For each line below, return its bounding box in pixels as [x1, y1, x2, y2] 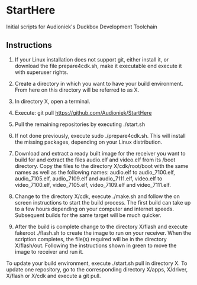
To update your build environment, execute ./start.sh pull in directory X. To [6, 260, 188, 267]
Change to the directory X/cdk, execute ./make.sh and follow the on [14, 193, 180, 200]
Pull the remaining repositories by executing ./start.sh [14, 121, 146, 128]
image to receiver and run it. [14, 248, 84, 255]
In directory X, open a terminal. [14, 98, 91, 105]
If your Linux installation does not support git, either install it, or [14, 56, 169, 63]
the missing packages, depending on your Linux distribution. [14, 138, 163, 145]
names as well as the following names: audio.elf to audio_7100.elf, [14, 169, 176, 176]
